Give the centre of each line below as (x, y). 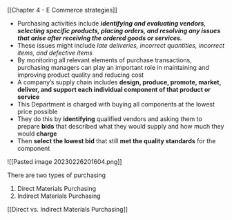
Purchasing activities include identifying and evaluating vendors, (111, 23)
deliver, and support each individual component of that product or (114, 90)
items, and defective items (55, 53)
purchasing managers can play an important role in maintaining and (113, 67)
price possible (37, 111)
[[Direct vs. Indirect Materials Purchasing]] (68, 209)
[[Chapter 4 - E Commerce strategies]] (62, 10)
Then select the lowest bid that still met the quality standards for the (116, 141)
